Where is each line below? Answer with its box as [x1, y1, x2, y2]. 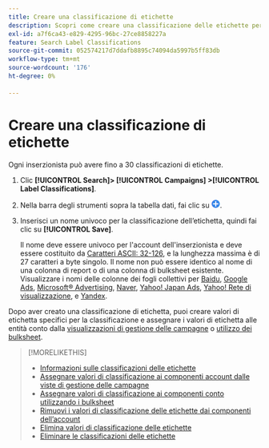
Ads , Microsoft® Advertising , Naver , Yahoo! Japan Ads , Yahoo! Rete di [19, 282, 252, 292]
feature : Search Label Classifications [8, 38, 142, 46]
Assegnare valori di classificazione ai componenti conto [39, 389, 224, 398]
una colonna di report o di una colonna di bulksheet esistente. [19, 265, 224, 275]
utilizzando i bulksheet [39, 397, 114, 406]
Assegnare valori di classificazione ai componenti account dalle [39, 371, 251, 381]
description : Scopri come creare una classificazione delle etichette [8, 21, 249, 30]
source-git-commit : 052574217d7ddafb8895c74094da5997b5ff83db [8, 46, 220, 55]
